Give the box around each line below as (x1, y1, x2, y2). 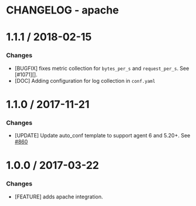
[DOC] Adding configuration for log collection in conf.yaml (14, 77, 156, 84)
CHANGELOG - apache (6, 4, 119, 17)
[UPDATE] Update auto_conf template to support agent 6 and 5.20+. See (14, 132, 191, 139)
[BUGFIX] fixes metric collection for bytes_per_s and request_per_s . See (14, 65, 190, 72)
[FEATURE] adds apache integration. (14, 193, 103, 200)
